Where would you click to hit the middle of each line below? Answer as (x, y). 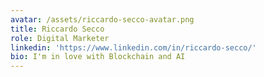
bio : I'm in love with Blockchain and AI (98, 57)
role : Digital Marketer (60, 38)
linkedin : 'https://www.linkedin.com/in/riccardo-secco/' (133, 47)
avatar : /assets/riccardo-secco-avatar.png (102, 19)
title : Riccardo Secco (57, 29)
